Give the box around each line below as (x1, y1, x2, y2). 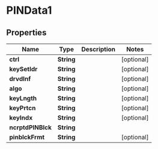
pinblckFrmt (9, 133, 45, 141)
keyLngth (9, 94, 37, 102)
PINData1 (6, 4, 52, 17)
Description (81, 45, 116, 53)
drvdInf (9, 75, 31, 83)
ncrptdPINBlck (9, 123, 52, 132)
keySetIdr (9, 65, 38, 73)
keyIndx (9, 114, 33, 121)
